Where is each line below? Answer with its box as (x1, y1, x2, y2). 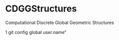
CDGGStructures (5, 3, 77, 14)
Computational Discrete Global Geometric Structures (5, 19, 114, 25)
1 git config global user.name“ (5, 29, 67, 35)
